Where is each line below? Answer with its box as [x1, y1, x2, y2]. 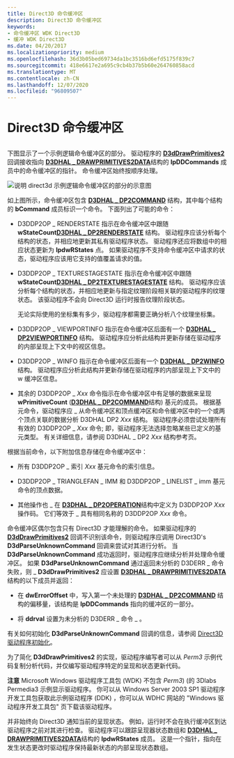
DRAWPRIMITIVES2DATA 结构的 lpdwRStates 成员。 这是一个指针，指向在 [7, 734, 221, 743]
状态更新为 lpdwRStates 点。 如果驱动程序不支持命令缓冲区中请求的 [23, 245, 219, 254]
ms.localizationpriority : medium [7, 49, 104, 56]
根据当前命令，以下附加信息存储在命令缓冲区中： [7, 447, 148, 456]
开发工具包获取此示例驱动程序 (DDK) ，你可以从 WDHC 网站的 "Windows [7, 693, 217, 702]
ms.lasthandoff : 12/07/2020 [7, 81, 89, 88]
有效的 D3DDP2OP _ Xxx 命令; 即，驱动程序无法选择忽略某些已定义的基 [17, 424, 221, 432]
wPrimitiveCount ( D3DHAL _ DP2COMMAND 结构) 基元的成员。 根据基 [17, 397, 221, 406]
